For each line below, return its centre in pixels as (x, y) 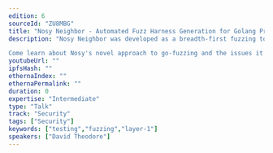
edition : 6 (27, 16)
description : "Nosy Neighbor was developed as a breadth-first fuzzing (132, 39)
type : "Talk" (30, 107)
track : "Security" (39, 114)
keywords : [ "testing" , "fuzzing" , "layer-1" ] (83, 129)
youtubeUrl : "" (34, 61)
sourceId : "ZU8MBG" (41, 24)
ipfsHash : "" (30, 69)
